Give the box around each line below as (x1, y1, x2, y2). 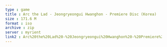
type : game (5, 7, 30, 12)
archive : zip (5, 25, 35, 30)
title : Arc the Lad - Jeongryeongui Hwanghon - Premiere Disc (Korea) (5, 12, 157, 17)
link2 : (5, 35, 21, 40)
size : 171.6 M (5, 16, 37, 21)
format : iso (5, 21, 32, 26)
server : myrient (5, 30, 41, 35)
